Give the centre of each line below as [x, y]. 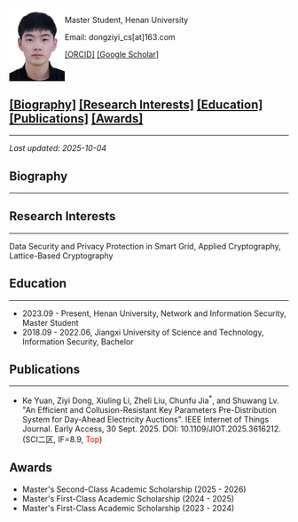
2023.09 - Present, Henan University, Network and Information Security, [154, 313]
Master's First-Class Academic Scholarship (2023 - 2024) [128, 508]
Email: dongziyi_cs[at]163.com [120, 37]
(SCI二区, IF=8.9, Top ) [62, 439]
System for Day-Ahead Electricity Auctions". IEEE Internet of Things [145, 420]
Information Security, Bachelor [78, 341]
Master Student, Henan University [127, 20]
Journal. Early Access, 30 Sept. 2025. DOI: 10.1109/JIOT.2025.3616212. [151, 429]
